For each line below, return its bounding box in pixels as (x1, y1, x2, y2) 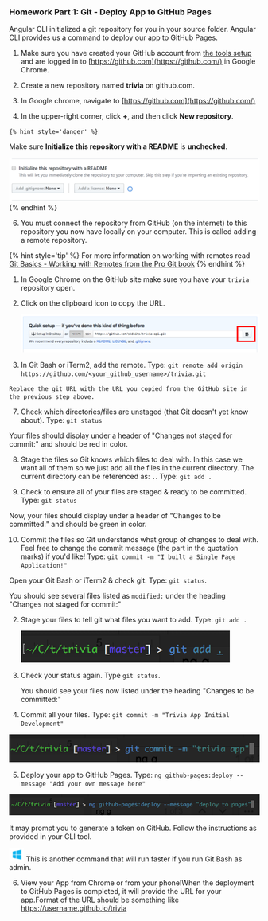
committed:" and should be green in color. (9, 519, 147, 529)
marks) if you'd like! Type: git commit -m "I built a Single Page (20, 552, 236, 561)
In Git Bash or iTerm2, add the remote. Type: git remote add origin (20, 360, 243, 369)
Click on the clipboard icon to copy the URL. (20, 299, 165, 308)
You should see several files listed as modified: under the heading (9, 591, 226, 600)
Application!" (20, 561, 68, 569)
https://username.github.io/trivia (20, 903, 127, 913)
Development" (20, 720, 64, 728)
